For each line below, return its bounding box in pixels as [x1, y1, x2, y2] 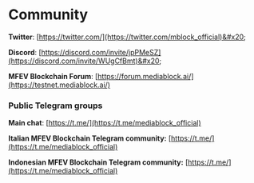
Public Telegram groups [8, 100, 103, 111]
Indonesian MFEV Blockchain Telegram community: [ [8, 157, 189, 167]
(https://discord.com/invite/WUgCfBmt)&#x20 [8, 56, 160, 66]
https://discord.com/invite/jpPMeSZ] [41, 47, 161, 57]
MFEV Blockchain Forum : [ [8, 71, 98, 81]
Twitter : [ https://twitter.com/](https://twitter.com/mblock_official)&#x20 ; [8, 32, 246, 42]
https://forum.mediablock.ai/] [97, 71, 194, 81]
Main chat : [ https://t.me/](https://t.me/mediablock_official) [8, 118, 201, 128]
